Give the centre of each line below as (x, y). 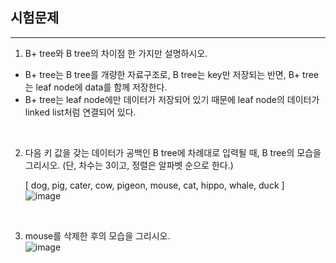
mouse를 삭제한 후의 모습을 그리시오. (97, 235)
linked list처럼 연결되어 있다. (80, 112)
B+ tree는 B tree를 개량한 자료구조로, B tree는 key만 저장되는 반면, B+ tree (172, 74)
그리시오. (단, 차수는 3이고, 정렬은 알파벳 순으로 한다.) (129, 165)
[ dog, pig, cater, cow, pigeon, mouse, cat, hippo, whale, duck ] (154, 185)
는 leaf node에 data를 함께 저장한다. (96, 87)
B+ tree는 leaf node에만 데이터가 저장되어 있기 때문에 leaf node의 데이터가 (172, 99)
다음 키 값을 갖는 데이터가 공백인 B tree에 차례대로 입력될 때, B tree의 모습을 (173, 152)
